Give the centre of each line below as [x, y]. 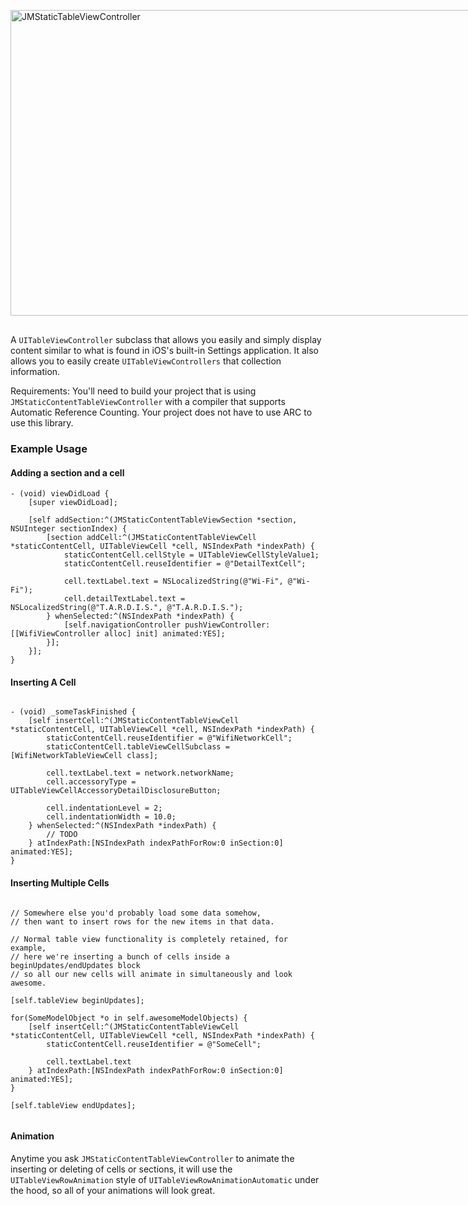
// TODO [62, 835]
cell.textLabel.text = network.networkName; [140, 773]
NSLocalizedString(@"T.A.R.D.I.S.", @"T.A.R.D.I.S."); [127, 608]
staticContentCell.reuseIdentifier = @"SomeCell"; [154, 1044]
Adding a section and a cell [67, 472]
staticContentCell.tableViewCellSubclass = [138, 747]
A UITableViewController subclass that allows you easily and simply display [166, 339]
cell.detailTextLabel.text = [124, 599]
